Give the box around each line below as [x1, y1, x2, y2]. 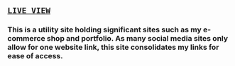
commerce [7, 34, 45, 44]
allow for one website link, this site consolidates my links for [7, 42, 219, 52]
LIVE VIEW [7, 6, 51, 16]
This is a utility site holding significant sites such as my [7, 25, 202, 34]
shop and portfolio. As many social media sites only [46, 34, 229, 44]
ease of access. [7, 51, 63, 61]
